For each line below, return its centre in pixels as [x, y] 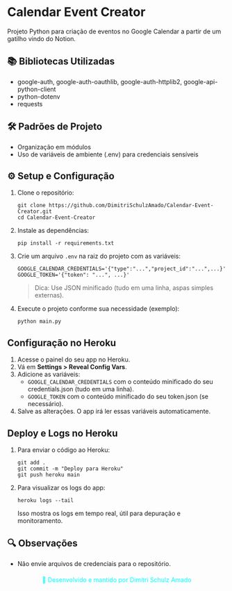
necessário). [45, 404]
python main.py [39, 322]
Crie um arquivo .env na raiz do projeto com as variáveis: [99, 256]
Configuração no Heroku [62, 342]
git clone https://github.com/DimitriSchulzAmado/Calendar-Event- [115, 206]
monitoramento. [40, 521]
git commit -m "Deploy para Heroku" [70, 469]
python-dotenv [39, 96]
